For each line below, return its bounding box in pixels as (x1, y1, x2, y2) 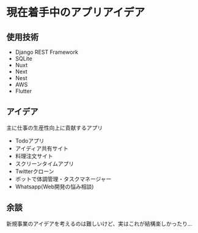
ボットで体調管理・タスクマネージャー (15, 175, 112, 182)
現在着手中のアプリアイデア (6, 6, 145, 20)
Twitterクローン (15, 168, 54, 175)
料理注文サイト (15, 152, 53, 160)
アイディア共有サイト (15, 144, 69, 152)
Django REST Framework (15, 48, 78, 56)
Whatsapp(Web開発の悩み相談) (15, 183, 94, 190)
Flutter (15, 87, 32, 95)
